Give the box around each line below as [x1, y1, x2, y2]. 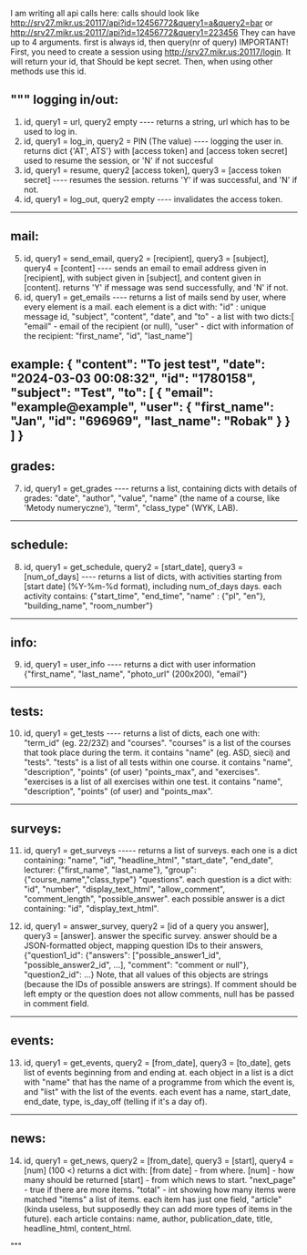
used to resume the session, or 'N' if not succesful [23, 155, 213, 166]
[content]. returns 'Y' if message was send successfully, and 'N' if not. [23, 281, 289, 292]
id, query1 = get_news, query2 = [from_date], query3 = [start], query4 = [23, 1155, 294, 1166]
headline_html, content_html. [23, 1222, 132, 1233]
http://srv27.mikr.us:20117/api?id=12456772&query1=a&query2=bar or [10, 17, 273, 28]
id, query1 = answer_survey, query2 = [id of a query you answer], [23, 921, 270, 932]
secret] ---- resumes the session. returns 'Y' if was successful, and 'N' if [23, 174, 298, 185]
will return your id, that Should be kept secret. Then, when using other [10, 56, 273, 66]
